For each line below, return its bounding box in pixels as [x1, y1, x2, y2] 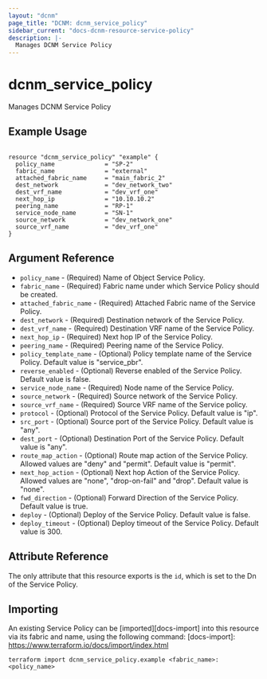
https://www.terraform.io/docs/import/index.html [8, 641, 169, 650]
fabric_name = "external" [15, 167, 148, 175]
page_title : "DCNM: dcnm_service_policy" [8, 19, 148, 27]
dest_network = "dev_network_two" [15, 181, 173, 189]
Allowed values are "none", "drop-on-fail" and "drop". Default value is [19, 476, 249, 485]
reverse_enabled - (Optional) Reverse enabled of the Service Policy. [19, 366, 242, 375]
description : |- [8, 33, 62, 42]
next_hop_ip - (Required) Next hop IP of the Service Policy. [19, 332, 214, 341]
